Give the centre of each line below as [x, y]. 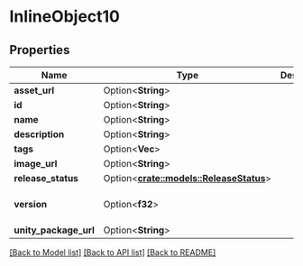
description [39, 134]
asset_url [34, 90]
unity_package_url [54, 230]
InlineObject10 [64, 17]
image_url [36, 164]
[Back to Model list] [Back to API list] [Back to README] [113, 252]
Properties [40, 50]
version [31, 204]
